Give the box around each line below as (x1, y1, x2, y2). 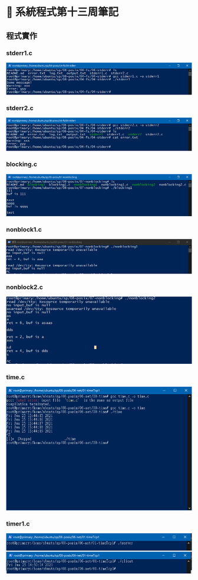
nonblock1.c (6, 225, 42, 233)
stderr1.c (6, 48, 32, 57)
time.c (6, 373, 25, 381)
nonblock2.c (6, 283, 43, 291)
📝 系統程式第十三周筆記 (6, 5, 119, 19)
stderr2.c (6, 104, 34, 112)
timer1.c (6, 519, 30, 527)
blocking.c (6, 160, 37, 168)
